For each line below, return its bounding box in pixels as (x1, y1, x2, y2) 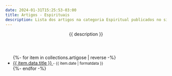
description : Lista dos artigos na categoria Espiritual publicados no (5, 17, 161, 22)
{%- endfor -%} (12, 65, 47, 72)
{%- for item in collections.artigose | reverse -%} (12, 54, 116, 61)
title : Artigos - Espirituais (5, 12, 70, 17)
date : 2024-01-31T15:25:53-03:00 (5, 7, 77, 13)
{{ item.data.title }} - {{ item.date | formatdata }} (12, 60, 103, 66)
